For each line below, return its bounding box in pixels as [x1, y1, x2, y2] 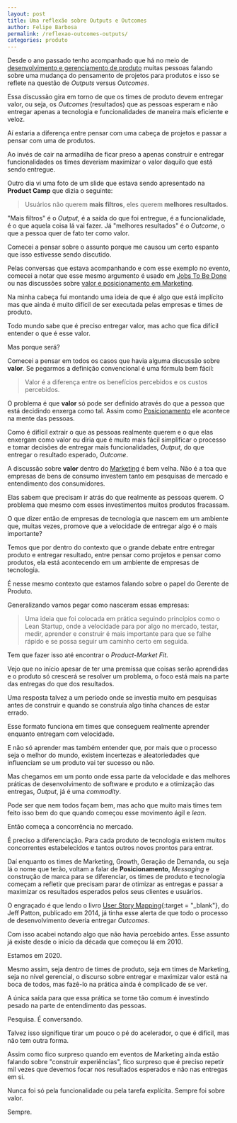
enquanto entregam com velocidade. [7, 730, 115, 738]
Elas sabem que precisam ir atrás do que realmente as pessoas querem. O [7, 493, 224, 502]
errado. [7, 708, 29, 717]
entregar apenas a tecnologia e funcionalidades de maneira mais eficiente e [7, 108, 229, 116]
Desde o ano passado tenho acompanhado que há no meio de [7, 56, 189, 65]
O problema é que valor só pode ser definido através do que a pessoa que [7, 399, 225, 408]
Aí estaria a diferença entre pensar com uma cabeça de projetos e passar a [7, 129, 227, 138]
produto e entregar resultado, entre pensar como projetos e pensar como [7, 551, 221, 559]
